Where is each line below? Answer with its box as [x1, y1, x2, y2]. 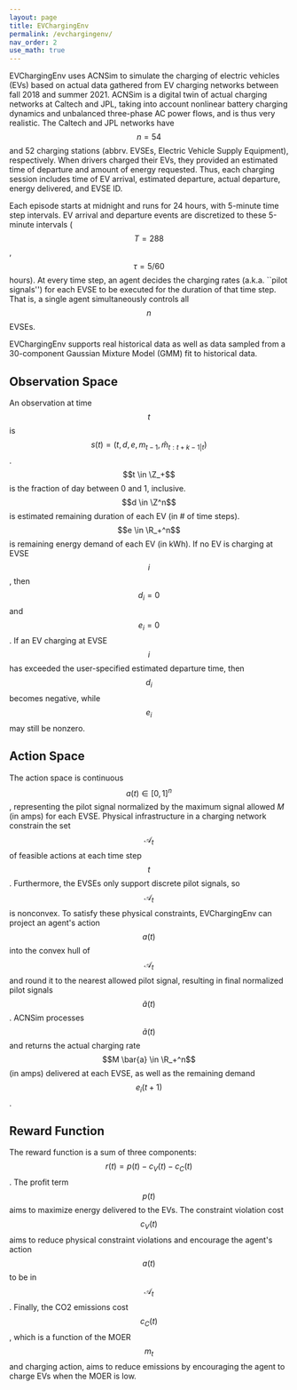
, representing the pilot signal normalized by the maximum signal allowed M [9, 802, 285, 812]
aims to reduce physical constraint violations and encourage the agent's [9, 1234, 273, 1245]
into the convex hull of [9, 945, 90, 955]
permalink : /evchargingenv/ [9, 29, 113, 38]
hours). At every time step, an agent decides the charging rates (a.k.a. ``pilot [9, 275, 288, 285]
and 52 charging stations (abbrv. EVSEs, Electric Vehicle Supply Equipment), [9, 146, 289, 156]
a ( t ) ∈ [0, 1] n [125, 786, 173, 798]
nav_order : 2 [9, 37, 58, 47]
